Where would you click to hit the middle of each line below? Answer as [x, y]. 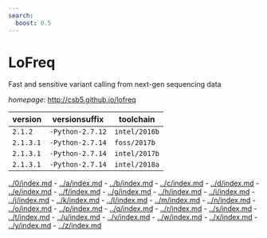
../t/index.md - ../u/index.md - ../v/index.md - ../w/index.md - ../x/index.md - [133, 217]
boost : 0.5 [33, 23]
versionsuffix [78, 119]
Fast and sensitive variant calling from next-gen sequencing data [115, 84]
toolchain [137, 119]
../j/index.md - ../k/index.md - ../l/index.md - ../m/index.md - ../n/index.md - [132, 201]
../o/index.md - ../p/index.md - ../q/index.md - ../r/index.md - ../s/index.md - [133, 209]
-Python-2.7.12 [78, 132]
